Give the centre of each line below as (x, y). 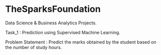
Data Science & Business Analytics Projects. (51, 23)
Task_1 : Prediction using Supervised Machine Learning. (63, 32)
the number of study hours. (33, 47)
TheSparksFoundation (53, 9)
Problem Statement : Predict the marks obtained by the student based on (81, 42)
